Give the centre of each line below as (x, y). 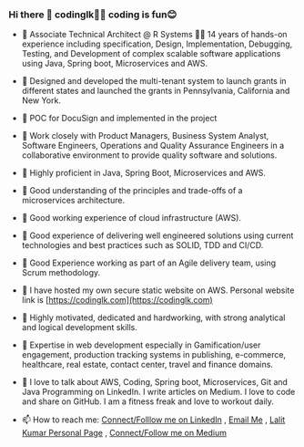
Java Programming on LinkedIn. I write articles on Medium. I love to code (158, 392)
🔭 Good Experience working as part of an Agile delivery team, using (149, 263)
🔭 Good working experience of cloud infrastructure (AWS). (132, 218)
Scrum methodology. (61, 273)
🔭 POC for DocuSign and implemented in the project (119, 119)
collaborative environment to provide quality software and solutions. (149, 155)
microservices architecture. (73, 201)
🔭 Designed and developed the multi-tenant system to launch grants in (154, 81)
